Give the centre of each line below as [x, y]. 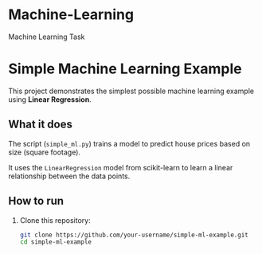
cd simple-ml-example [55, 242]
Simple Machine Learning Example [125, 69]
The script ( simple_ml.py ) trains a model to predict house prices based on [129, 143]
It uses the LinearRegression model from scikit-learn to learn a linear [121, 167]
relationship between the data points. [69, 176]
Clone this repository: [55, 220]
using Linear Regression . [50, 99]
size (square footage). [45, 152]
